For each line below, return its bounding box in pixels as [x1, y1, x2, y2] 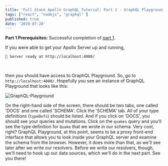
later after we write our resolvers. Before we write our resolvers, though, [5, 145, 154, 151]
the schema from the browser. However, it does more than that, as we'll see [5, 140, 161, 146]
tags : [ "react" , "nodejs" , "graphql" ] [5, 12, 88, 17]
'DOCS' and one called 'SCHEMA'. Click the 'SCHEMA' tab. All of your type [5, 108, 159, 114]
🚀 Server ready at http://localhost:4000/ [5, 54, 95, 59]
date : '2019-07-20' [5, 21, 46, 26]
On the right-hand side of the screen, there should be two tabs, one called [5, 103, 158, 109]
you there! [5, 156, 26, 162]
